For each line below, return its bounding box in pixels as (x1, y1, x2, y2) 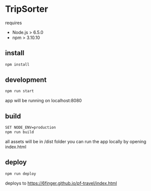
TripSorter (5, 3, 48, 15)
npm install (5, 62, 30, 67)
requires (5, 20, 22, 26)
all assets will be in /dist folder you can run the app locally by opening (5, 138, 147, 144)
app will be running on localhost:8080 (5, 98, 82, 104)
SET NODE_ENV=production (5, 125, 56, 130)
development (5, 76, 47, 84)
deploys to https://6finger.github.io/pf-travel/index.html (5, 180, 117, 186)
